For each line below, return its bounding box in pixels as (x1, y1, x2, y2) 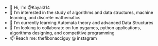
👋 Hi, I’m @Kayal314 (9, 5, 50, 10)
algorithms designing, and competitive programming (9, 30, 115, 35)
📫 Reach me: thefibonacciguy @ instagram (9, 35, 97, 41)
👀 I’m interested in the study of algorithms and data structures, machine (9, 10, 154, 15)
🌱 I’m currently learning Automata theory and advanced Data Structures (9, 20, 154, 25)
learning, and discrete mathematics (9, 15, 81, 20)
